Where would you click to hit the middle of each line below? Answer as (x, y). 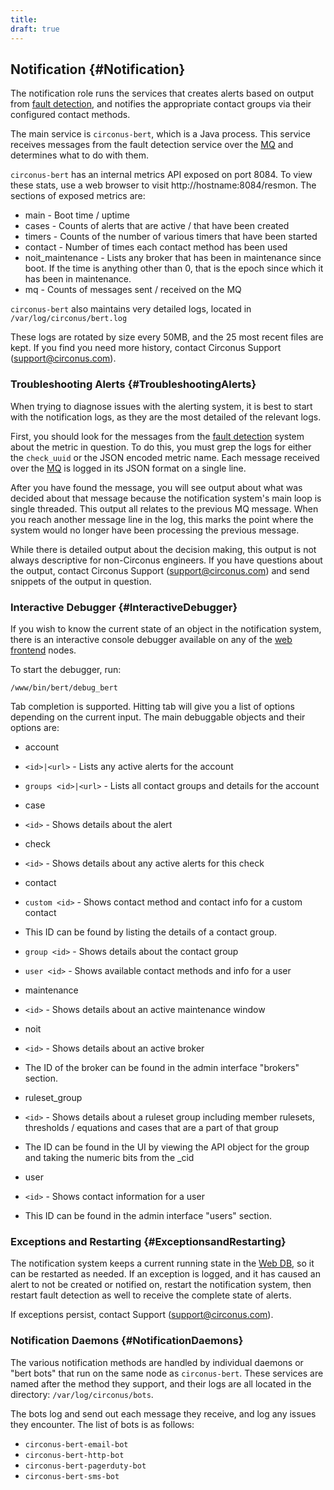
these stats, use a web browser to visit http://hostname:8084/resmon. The (163, 185)
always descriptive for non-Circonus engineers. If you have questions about (166, 560)
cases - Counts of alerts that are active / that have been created (157, 226)
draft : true (35, 29)
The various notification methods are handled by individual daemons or (157, 1362)
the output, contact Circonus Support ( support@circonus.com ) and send (160, 570)
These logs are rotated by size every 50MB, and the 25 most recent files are (167, 337)
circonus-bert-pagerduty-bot (85, 1466)
